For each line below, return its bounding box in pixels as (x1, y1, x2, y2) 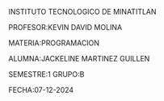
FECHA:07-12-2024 (8, 85, 74, 95)
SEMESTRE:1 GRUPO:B (8, 69, 85, 79)
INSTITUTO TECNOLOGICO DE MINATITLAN (8, 7, 157, 16)
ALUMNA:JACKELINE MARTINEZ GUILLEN (8, 54, 150, 63)
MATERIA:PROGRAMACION (8, 38, 99, 48)
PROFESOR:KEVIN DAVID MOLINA (8, 23, 123, 32)
